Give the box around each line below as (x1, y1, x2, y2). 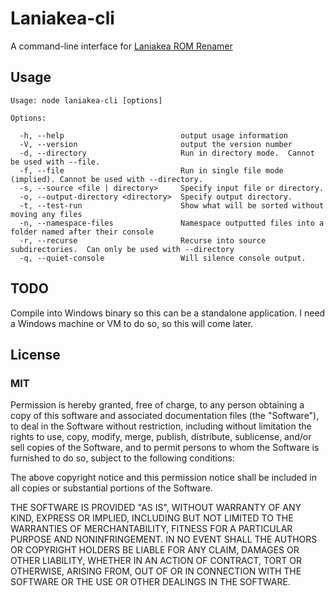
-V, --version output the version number (19, 139, 293, 149)
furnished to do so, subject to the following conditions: (10, 452, 235, 464)
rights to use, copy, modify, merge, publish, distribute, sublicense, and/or (10, 431, 312, 443)
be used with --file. (10, 157, 101, 167)
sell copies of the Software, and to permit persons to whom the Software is (10, 442, 320, 454)
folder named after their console (10, 227, 155, 237)
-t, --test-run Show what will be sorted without (19, 200, 325, 211)
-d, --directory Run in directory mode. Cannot (19, 148, 315, 158)
